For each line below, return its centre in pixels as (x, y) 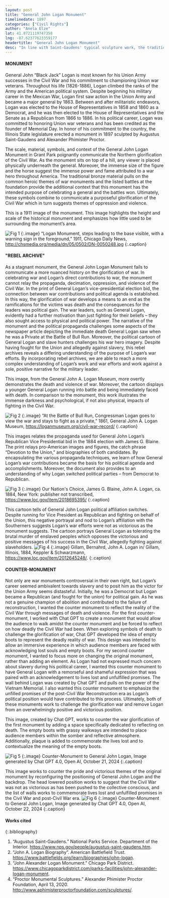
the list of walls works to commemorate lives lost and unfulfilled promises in (84, 793)
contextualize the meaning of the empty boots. (54, 746)
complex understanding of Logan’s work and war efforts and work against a (83, 364)
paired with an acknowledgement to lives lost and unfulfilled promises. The (83, 677)
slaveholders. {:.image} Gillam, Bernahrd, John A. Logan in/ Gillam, (82, 547)
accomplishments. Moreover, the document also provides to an (70, 468)
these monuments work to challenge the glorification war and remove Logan (84, 704)
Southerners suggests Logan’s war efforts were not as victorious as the (79, 526)
